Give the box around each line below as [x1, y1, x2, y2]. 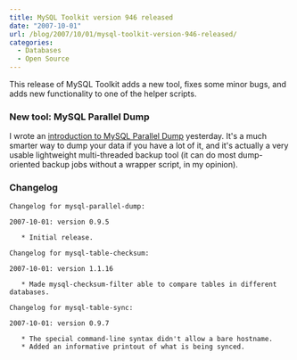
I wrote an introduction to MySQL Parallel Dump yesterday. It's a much [9, 131, 268, 142]
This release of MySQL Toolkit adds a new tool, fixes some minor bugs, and [9, 79, 287, 89]
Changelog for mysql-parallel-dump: [9, 201, 145, 210]
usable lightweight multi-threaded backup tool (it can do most [9, 150, 236, 160]
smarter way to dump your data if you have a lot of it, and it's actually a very [9, 140, 289, 151]
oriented [9, 160, 40, 170]
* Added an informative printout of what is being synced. [21, 342, 245, 351]
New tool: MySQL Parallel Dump [9, 110, 150, 123]
